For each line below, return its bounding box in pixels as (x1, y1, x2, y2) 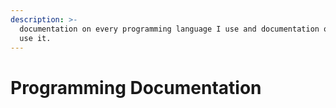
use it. (19, 33, 52, 43)
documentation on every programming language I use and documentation (19, 24, 320, 34)
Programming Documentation (10, 76, 262, 99)
